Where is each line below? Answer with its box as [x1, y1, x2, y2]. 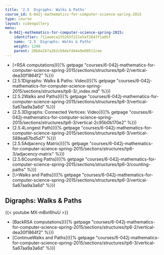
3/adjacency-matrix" [12, 151, 54, 157]
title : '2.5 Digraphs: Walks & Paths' [5, 7, 87, 12]
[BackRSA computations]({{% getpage [12, 219, 91, 225]
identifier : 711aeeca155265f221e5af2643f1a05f [14, 35, 111, 40]
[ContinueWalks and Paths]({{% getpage [12, 235, 95, 241]
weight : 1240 [14, 44, 41, 49]
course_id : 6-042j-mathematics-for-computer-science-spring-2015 [5, 12, 141, 17]
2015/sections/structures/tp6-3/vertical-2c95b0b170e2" [12, 119, 126, 126]
